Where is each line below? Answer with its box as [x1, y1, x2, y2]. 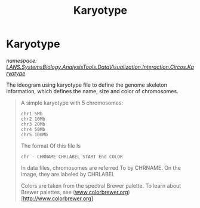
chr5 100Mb [20, 131, 48, 137]
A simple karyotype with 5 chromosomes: [20, 99, 124, 106]
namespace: [6, 57, 37, 64]
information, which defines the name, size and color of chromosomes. [6, 87, 179, 94]
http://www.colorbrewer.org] [23, 195, 94, 202]
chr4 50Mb [20, 126, 46, 132]
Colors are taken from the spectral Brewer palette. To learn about [20, 182, 181, 189]
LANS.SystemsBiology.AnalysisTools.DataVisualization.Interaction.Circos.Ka [6, 63, 194, 71]
